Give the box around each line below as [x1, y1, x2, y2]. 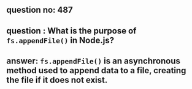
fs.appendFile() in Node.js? [6, 35, 115, 45]
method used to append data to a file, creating [6, 65, 186, 76]
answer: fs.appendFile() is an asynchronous [6, 56, 181, 66]
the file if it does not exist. [6, 75, 108, 85]
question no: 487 [6, 5, 73, 15]
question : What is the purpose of [6, 26, 137, 36]
